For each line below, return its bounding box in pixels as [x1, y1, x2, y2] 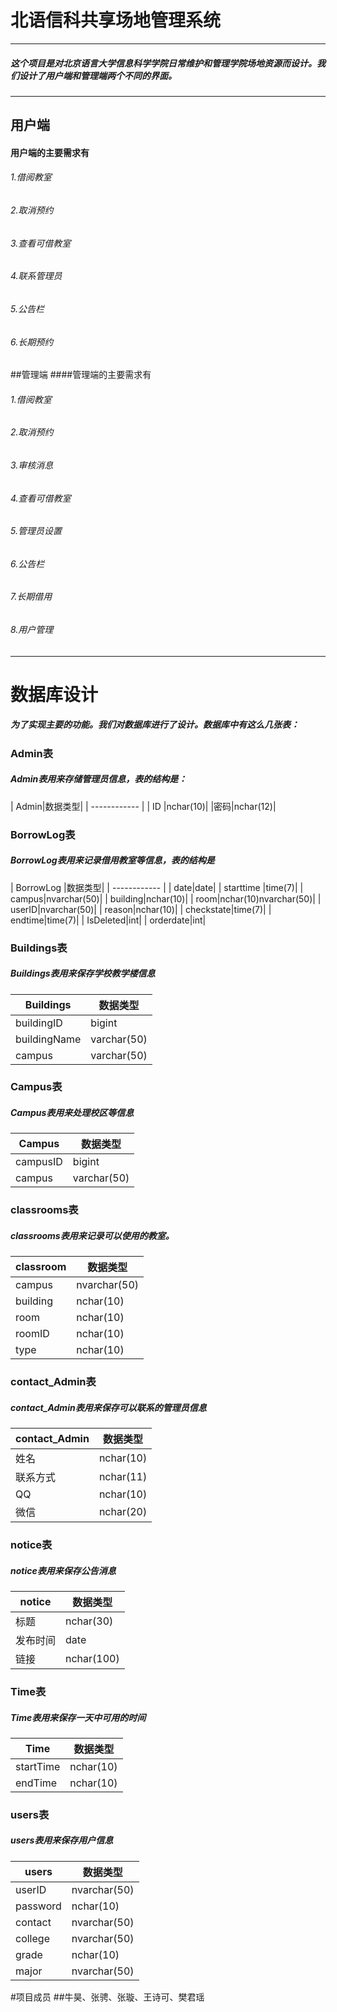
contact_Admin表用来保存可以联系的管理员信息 [10, 1401, 207, 1413]
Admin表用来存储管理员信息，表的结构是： [10, 773, 188, 785]
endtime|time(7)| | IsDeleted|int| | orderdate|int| [10, 914, 207, 926]
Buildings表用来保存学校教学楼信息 [10, 967, 156, 980]
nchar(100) [65, 1652, 120, 1666]
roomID [15, 1327, 50, 1341]
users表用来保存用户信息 [10, 1834, 114, 1846]
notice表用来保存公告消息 [10, 1564, 117, 1576]
